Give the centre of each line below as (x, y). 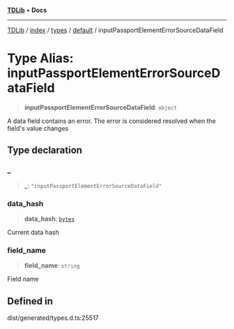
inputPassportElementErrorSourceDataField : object (101, 107)
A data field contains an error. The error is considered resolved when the (111, 121)
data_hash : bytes (49, 219)
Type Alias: (41, 58)
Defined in (30, 301)
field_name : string (52, 265)
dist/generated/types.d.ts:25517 (53, 318)
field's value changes (38, 128)
